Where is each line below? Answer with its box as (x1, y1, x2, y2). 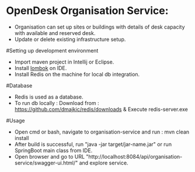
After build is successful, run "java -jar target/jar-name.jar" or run (14, 141, 172, 148)
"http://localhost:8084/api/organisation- (86, 153, 183, 160)
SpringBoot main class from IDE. (14, 147, 93, 154)
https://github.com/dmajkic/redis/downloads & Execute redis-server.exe (14, 106, 188, 113)
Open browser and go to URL (14, 153, 85, 160)
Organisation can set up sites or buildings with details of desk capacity (14, 23, 185, 30)
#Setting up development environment (6, 47, 99, 54)
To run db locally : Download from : (14, 99, 99, 106)
